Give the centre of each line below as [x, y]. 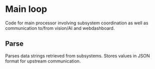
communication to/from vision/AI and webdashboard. [60, 28]
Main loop [26, 9]
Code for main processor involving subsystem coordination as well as [77, 23]
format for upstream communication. [43, 61]
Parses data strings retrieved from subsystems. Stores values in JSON [77, 56]
